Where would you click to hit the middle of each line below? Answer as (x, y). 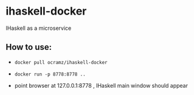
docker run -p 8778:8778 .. (50, 74)
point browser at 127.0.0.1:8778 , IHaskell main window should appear (101, 85)
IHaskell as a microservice (39, 28)
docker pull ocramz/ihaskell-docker (61, 62)
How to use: (29, 47)
